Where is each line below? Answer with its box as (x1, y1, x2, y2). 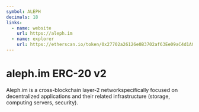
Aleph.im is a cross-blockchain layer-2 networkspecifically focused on (6, 86, 178, 93)
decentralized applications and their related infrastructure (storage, (6, 93, 171, 100)
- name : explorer (11, 36, 54, 42)
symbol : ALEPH (6, 8, 41, 15)
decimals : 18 (6, 14, 38, 20)
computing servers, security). (6, 98, 79, 106)
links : (6, 19, 23, 25)
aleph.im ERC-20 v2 (6, 67, 107, 80)
